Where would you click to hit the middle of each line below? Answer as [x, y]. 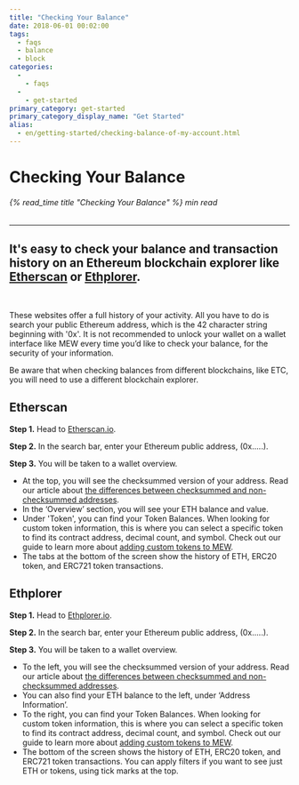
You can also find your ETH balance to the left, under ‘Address [136, 695]
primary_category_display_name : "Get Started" [97, 116]
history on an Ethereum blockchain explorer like [145, 263]
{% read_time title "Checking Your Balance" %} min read [113, 202]
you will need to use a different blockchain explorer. [104, 380]
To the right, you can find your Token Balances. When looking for [141, 714]
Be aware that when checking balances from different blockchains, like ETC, [149, 371]
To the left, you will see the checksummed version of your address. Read [156, 667]
